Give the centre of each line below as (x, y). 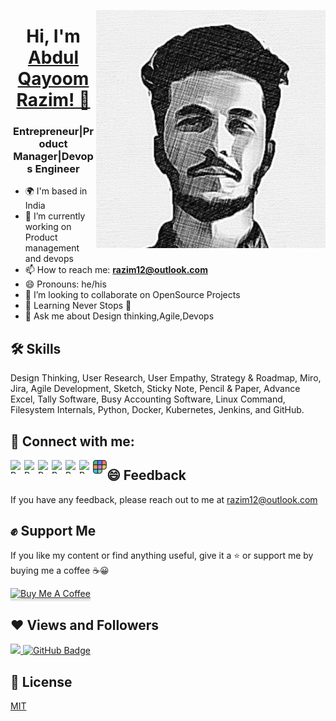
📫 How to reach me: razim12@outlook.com (116, 270)
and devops (49, 259)
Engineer (57, 169)
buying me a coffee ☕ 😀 (60, 571)
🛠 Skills (36, 348)
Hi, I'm (53, 36)
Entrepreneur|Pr (53, 132)
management (52, 248)
